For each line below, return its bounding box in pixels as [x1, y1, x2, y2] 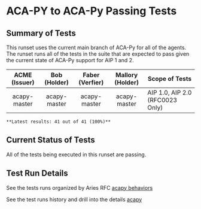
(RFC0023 [147, 96, 178, 104]
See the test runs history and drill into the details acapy [6, 196, 142, 203]
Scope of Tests [147, 75, 192, 83]
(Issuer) [11, 78, 35, 86]
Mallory [115, 71, 138, 79]
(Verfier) [78, 78, 104, 86]
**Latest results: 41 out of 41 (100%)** [6, 119, 111, 125]
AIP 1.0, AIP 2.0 [147, 89, 192, 96]
